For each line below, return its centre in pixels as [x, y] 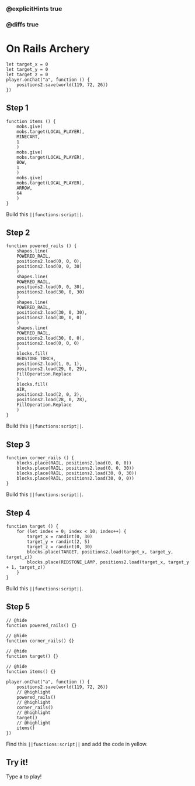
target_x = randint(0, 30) [60, 537]
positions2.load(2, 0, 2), [49, 395]
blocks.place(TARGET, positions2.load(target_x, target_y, [100, 552]
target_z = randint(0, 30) [60, 547]
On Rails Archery [48, 49]
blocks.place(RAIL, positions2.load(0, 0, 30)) [75, 468]
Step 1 [18, 108]
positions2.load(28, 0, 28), [52, 400]
